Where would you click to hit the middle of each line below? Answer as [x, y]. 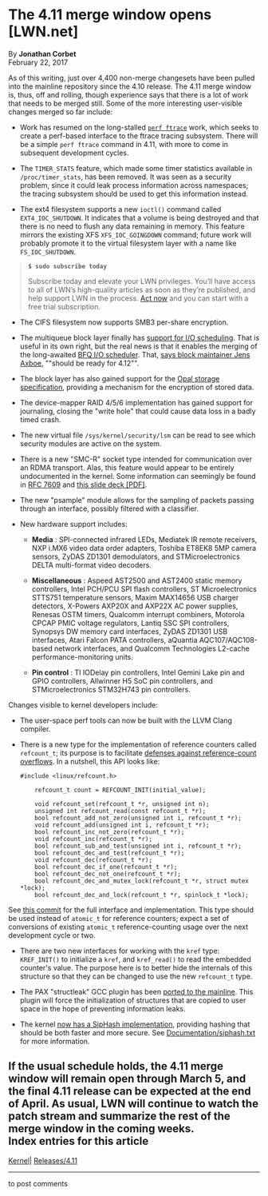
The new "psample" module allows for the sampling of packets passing [137, 500]
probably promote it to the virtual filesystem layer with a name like [128, 243]
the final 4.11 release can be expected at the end [130, 1092]
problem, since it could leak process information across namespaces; [134, 185]
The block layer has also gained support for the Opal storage [120, 378]
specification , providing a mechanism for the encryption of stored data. [137, 387]
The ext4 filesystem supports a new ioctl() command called [120, 209]
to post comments [38, 1183]
